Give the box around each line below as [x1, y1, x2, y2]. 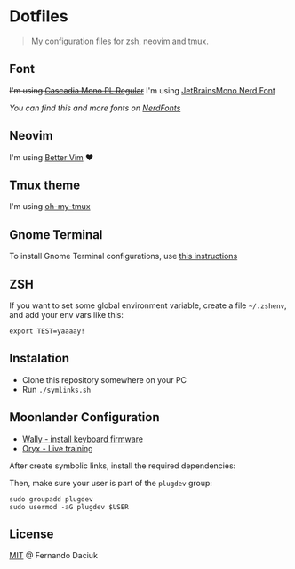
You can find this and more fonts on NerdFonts [9, 102, 181, 113]
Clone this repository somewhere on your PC [21, 374, 187, 385]
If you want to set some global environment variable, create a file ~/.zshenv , [9, 300, 287, 311]
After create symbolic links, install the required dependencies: [9, 460, 236, 471]
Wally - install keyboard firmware [21, 434, 144, 444]
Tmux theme [9, 177, 81, 192]
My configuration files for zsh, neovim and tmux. [30, 36, 209, 46]
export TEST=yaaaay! [9, 327, 86, 336]
